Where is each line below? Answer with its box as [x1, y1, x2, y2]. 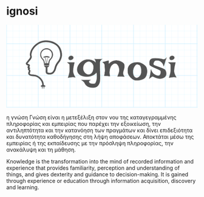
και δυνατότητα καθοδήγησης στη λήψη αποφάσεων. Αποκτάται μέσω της [6, 133, 194, 140]
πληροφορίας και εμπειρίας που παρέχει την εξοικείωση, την [6, 120, 161, 128]
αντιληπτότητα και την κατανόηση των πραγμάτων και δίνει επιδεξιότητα [6, 126, 193, 134]
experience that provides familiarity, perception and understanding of [6, 164, 180, 171]
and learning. [6, 184, 39, 191]
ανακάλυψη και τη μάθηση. [6, 146, 76, 153]
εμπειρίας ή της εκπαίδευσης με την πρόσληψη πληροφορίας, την [6, 140, 174, 147]
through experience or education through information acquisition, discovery [6, 178, 196, 185]
